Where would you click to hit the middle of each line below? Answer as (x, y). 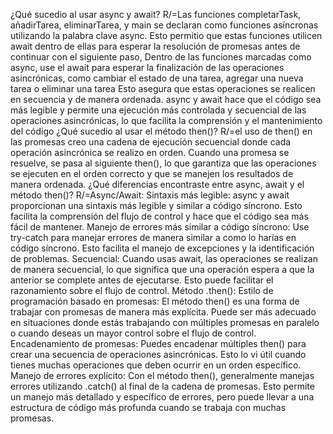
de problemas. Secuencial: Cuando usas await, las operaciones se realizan (164, 258)
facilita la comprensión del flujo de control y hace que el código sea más (159, 216)
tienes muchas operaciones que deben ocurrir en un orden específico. (156, 365)
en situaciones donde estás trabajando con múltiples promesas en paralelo (165, 322)
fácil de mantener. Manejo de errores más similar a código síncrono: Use (160, 227)
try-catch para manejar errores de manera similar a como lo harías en (153, 237)
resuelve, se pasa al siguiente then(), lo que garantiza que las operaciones (163, 163)
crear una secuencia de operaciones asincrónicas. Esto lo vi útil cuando (158, 354)
